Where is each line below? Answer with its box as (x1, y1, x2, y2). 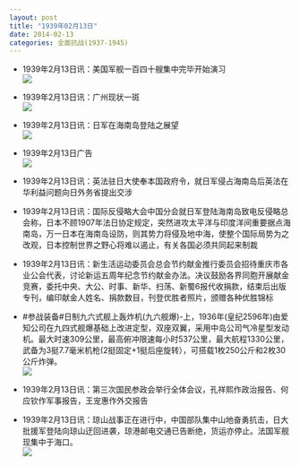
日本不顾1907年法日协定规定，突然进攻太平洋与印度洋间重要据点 (46, 217, 284, 229)
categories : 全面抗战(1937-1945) (9, 38, 129, 47)
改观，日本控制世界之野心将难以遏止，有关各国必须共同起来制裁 (21, 239, 258, 251)
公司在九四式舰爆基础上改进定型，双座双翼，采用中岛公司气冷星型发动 (30, 323, 289, 333)
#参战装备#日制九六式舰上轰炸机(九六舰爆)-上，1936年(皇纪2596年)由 (21, 311, 281, 323)
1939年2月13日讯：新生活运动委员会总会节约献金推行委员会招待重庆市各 (21, 259, 289, 270)
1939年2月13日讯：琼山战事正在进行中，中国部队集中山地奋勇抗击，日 (21, 414, 281, 426)
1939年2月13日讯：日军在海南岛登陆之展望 (21, 120, 179, 131)
